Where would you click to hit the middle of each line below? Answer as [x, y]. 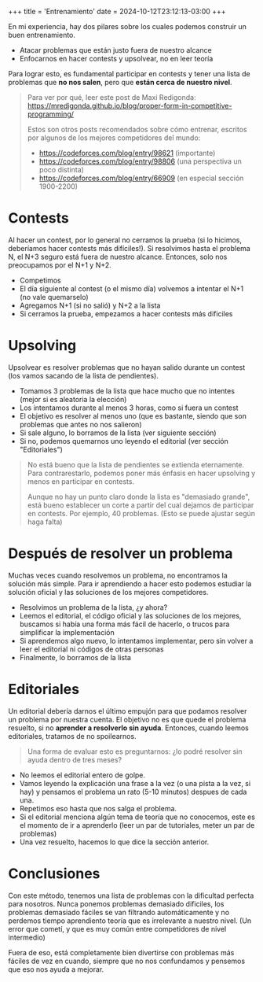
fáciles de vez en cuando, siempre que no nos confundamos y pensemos [127, 961]
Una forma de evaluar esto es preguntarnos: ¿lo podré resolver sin [135, 751]
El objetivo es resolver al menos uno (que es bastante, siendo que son [133, 415]
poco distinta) [62, 170]
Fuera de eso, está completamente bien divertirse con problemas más [121, 952]
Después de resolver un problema [121, 554]
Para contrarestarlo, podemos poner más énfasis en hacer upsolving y [141, 473]
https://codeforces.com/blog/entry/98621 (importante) [127, 153]
